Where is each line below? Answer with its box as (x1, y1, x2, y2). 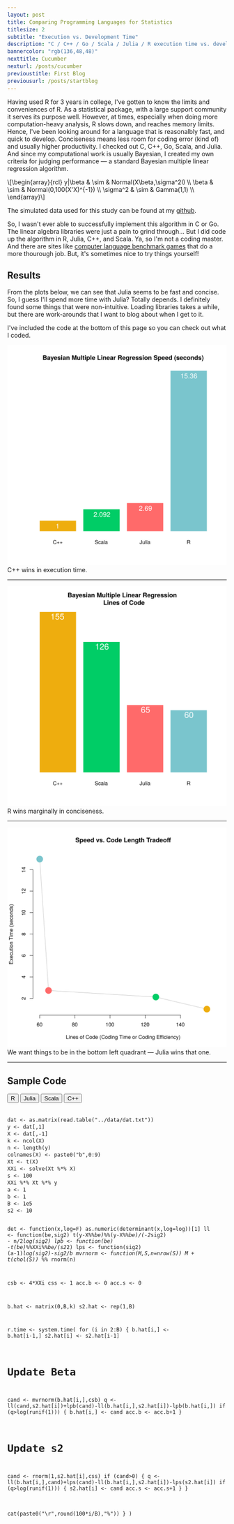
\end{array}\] (7, 193, 45, 201)
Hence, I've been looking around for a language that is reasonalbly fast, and (7, 127, 225, 135)
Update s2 (7, 1442, 64, 1455)
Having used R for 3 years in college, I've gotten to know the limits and (7, 98, 210, 106)
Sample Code (7, 1075, 67, 1086)
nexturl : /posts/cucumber (7, 63, 82, 70)
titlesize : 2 (7, 26, 45, 33)
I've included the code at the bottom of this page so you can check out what (7, 324, 226, 332)
